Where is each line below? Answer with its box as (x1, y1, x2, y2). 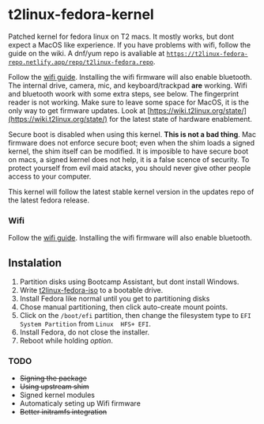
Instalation (8, 256, 62, 270)
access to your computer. (8, 172, 92, 181)
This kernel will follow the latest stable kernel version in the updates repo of (8, 187, 255, 196)
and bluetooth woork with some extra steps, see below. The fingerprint (8, 89, 239, 98)
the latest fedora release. (8, 195, 90, 205)
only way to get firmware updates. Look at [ (8, 105, 150, 115)
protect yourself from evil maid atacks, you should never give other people (8, 163, 251, 172)
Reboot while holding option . (19, 336, 113, 346)
